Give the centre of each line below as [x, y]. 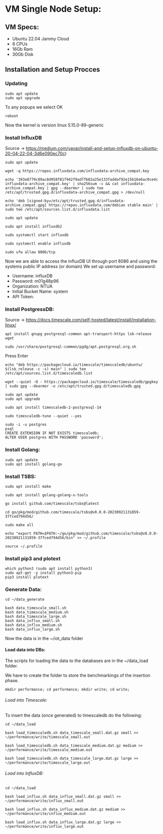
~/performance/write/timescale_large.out [48, 763]
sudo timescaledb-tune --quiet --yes [43, 416]
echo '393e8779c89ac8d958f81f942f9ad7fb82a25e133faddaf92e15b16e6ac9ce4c [82, 179]
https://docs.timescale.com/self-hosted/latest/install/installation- [91, 320]
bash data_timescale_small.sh [36, 608]
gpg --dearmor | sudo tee [77, 188]
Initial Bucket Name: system [40, 291]
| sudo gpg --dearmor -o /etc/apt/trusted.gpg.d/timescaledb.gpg [73, 386]
